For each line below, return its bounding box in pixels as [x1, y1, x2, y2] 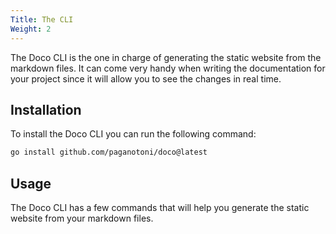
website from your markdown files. [10, 212, 154, 224]
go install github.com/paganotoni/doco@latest [10, 147, 208, 158]
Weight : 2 [10, 24, 52, 34]
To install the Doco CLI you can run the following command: [10, 128, 257, 140]
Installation [10, 101, 82, 118]
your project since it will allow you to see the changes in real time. [10, 72, 282, 85]
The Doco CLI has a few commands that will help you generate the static [10, 202, 310, 213]
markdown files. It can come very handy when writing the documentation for [10, 62, 326, 74]
